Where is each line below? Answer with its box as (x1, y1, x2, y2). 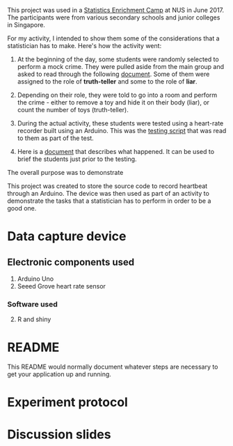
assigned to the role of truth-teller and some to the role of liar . (17, 77, 198, 86)
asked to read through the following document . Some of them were (17, 70, 210, 78)
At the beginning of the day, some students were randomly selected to (17, 55, 219, 63)
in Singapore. (7, 21, 45, 29)
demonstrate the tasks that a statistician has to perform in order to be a (7, 197, 211, 205)
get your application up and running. (7, 370, 111, 378)
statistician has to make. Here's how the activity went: (7, 42, 162, 49)
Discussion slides (7, 426, 111, 442)
